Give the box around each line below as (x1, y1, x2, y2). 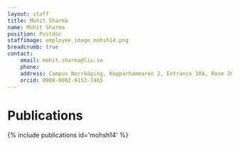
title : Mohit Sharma (7, 17, 69, 24)
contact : (7, 51, 33, 58)
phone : (20, 63, 40, 71)
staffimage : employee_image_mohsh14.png (7, 37, 129, 44)
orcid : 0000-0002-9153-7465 (20, 76, 103, 84)
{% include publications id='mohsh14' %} (7, 131, 129, 140)
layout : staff (7, 10, 50, 18)
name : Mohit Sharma (7, 24, 65, 31)
